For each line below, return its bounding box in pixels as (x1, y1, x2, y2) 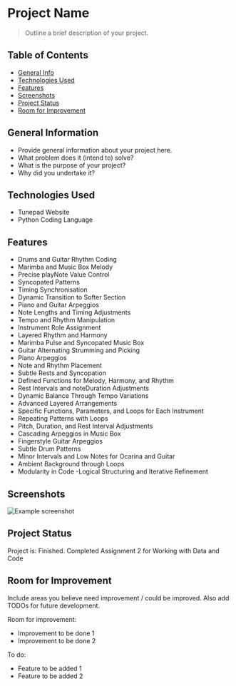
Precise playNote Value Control (17, 270, 110, 279)
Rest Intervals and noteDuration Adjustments (17, 384, 150, 393)
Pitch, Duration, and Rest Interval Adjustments (17, 422, 153, 431)
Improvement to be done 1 (17, 629, 95, 638)
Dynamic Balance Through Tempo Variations (17, 391, 149, 400)
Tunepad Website (17, 208, 70, 217)
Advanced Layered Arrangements (17, 399, 118, 408)
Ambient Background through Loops (17, 460, 125, 469)
